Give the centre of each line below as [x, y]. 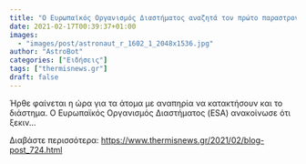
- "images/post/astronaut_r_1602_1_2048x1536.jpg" [116, 43]
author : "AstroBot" [46, 52]
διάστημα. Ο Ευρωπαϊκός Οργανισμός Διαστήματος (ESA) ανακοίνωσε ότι [150, 113]
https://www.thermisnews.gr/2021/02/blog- [183, 140]
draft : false [34, 77]
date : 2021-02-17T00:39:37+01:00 [73, 26]
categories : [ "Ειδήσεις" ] [58, 60]
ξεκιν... [23, 122]
